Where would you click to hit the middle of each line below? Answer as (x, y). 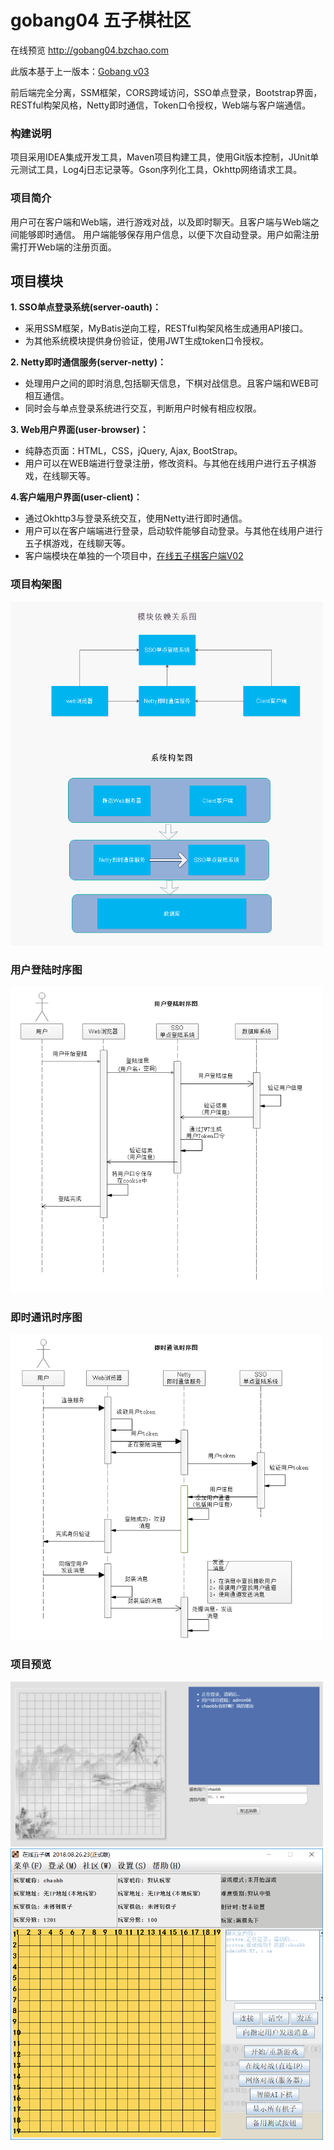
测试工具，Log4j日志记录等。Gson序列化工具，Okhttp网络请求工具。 (160, 170)
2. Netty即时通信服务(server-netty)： (88, 362)
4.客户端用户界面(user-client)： (76, 497)
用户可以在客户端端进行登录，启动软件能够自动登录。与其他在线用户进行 (173, 531)
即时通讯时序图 (46, 1317)
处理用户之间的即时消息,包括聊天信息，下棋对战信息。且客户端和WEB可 (172, 383)
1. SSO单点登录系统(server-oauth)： (86, 307)
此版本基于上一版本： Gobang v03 (80, 71)
